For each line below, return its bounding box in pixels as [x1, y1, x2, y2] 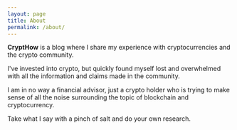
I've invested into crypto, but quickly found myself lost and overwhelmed [7, 65, 221, 73]
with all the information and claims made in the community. [7, 72, 180, 80]
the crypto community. [7, 50, 74, 59]
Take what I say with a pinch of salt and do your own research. [7, 114, 191, 123]
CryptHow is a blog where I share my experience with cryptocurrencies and [7, 43, 231, 52]
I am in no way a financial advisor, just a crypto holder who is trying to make [7, 86, 230, 94]
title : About [7, 17, 46, 24]
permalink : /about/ [7, 23, 65, 31]
